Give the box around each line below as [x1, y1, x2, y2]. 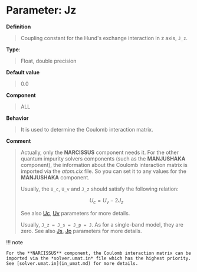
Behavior [6, 114, 29, 122]
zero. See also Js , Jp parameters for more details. [20, 227, 142, 234]
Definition [6, 23, 31, 30]
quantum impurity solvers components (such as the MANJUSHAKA [20, 155, 186, 162]
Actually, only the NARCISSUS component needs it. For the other [20, 149, 179, 156]
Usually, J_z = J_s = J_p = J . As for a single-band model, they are [20, 221, 184, 228]
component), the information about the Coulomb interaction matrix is [20, 161, 188, 168]
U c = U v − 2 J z [89, 196, 124, 205]
